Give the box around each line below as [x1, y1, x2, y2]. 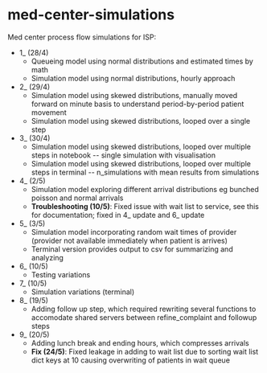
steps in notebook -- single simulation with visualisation [31, 150, 216, 160]
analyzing [31, 252, 64, 262]
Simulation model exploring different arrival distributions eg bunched [31, 184, 259, 194]
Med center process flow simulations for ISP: [7, 32, 157, 42]
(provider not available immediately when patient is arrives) [31, 236, 228, 245]
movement [31, 107, 68, 117]
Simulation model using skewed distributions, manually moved [31, 90, 238, 100]
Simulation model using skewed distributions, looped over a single [31, 116, 251, 125]
